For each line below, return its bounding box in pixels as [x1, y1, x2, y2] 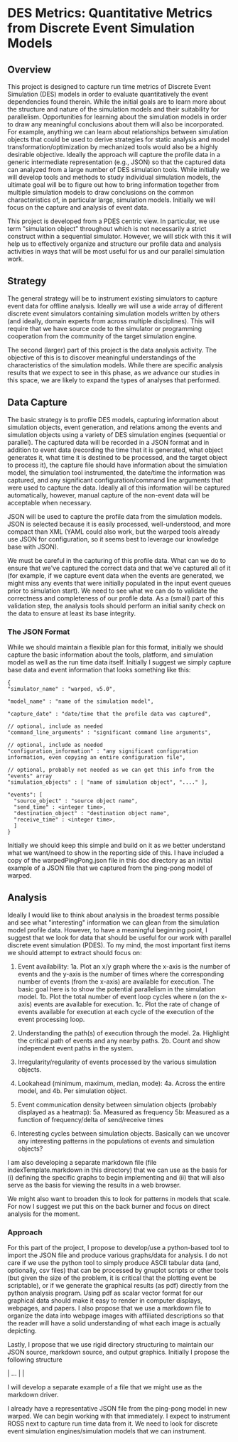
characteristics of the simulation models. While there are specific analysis [7, 360, 223, 369]
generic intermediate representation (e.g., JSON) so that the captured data [7, 158, 226, 166]
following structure [7, 1355, 63, 1364]
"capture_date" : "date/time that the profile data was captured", [7, 710, 212, 717]
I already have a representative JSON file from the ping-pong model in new [7, 1404, 227, 1413]
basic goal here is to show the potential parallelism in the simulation [17, 984, 216, 993]
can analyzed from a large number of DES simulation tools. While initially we [7, 166, 230, 173]
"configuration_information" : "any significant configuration [7, 748, 199, 755]
